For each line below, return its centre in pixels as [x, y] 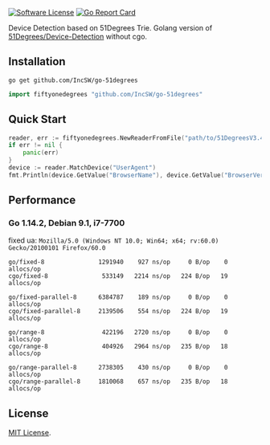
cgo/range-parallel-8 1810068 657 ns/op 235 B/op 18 [118, 382]
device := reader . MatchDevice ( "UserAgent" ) [82, 168]
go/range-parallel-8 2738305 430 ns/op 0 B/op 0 [118, 368]
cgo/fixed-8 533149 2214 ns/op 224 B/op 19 [118, 276]
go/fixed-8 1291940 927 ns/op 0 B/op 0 [118, 262]
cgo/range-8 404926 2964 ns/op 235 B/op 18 [118, 347]
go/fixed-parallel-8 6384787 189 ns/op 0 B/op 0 [118, 297]
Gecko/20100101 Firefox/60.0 [57, 248]
